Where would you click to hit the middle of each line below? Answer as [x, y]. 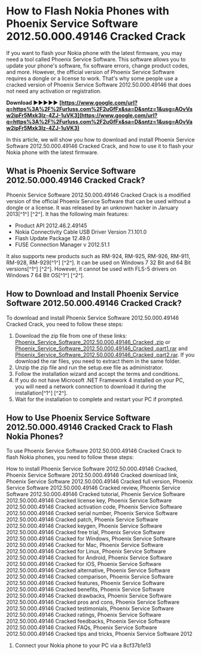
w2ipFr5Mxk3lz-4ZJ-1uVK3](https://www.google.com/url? [82, 115]
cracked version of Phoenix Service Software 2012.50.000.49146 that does [99, 84]
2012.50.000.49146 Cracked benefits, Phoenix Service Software [85, 589]
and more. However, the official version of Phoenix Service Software [90, 72]
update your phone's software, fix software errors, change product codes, [98, 65]
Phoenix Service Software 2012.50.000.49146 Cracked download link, [92, 475]
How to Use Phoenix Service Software [78, 417]
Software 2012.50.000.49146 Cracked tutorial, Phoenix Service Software [96, 494]
